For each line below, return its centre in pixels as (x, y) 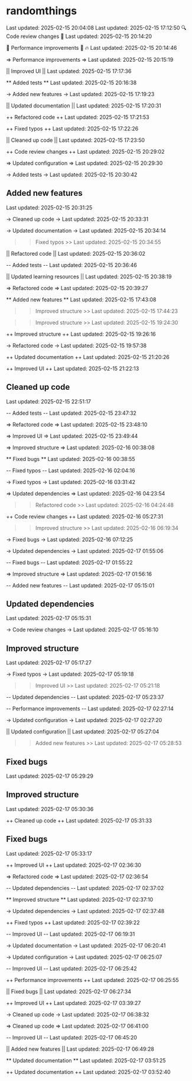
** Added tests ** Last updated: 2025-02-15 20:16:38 (71, 82)
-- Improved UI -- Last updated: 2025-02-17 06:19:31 (71, 934)
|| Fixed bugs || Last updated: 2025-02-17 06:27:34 (69, 991)
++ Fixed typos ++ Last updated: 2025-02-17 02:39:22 (73, 922)
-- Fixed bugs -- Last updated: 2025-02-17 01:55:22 (69, 562)
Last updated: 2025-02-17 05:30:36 (50, 809)
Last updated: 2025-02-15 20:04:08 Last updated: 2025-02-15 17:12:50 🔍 (96, 27)
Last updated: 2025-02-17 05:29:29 (50, 776)
